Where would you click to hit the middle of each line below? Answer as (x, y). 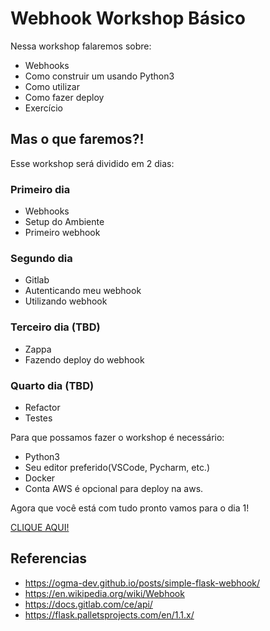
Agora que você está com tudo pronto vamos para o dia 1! (130, 508)
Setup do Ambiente (64, 222)
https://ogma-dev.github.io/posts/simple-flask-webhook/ (142, 583)
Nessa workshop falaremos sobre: (81, 46)
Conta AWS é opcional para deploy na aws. (114, 488)
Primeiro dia (40, 189)
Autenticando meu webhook (83, 291)
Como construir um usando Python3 (99, 76)
